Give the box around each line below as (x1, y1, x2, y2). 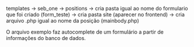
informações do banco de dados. (6, 35, 86, 41)
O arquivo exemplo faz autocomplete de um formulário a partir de (6, 28, 164, 35)
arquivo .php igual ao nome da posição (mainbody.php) (6, 17, 139, 24)
